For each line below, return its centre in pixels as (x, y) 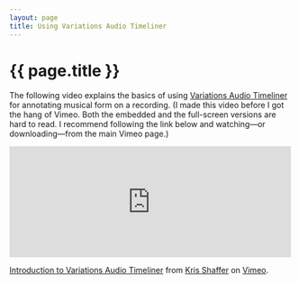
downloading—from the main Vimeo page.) (89, 134)
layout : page (34, 18)
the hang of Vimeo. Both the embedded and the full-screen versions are (143, 115)
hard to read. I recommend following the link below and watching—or (137, 124)
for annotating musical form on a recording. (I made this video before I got (147, 105)
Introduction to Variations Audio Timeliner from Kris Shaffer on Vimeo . (139, 270)
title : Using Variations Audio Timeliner (88, 26)
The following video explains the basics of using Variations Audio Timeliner (149, 96)
